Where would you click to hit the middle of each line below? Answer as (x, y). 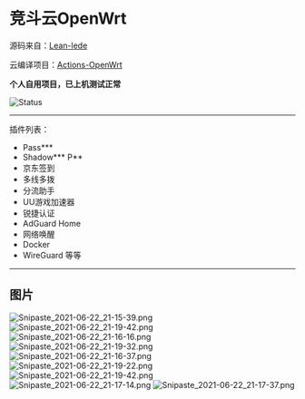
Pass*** (38, 147)
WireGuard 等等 (52, 255)
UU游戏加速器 (49, 201)
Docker (36, 244)
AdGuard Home (52, 223)
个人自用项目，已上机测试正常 (65, 83)
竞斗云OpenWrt (68, 19)
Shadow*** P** (53, 157)
